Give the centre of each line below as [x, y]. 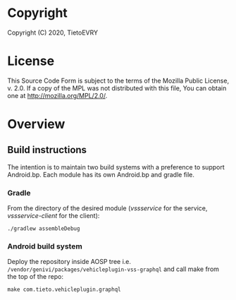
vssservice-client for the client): [54, 216]
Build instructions [47, 150]
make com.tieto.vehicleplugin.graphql [64, 290]
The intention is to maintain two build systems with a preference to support [116, 167]
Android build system [45, 246]
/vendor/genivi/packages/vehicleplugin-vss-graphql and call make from [113, 269]
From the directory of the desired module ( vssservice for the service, [107, 208]
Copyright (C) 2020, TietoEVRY [53, 32]
